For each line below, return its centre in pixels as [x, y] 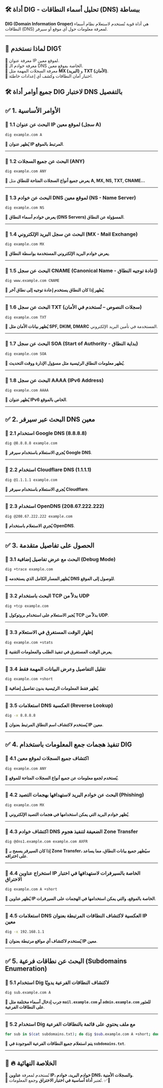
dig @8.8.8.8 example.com [31, 443]
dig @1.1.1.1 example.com [31, 480]
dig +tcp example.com [27, 606]
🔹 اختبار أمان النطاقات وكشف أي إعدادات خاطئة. [49, 76]
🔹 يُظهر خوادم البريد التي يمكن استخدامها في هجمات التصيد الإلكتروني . [67, 814]
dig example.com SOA [26, 354]
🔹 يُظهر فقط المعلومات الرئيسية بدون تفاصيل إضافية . [52, 688]
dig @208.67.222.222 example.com [39, 516]
